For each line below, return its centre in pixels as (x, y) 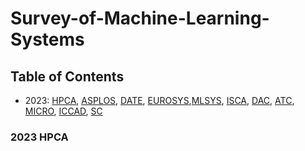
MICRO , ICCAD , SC (63, 111)
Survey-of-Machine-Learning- (140, 18)
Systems (47, 39)
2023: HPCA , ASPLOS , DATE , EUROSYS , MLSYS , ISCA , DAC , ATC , (159, 100)
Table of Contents (67, 76)
